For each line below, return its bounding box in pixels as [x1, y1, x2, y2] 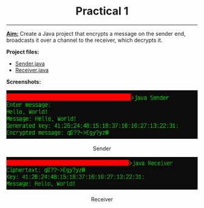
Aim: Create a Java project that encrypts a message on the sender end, [6, 30, 186, 37]
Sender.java [15, 59, 46, 67]
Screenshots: [6, 78, 41, 86]
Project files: [6, 48, 39, 55]
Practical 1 [75, 4, 129, 18]
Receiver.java [15, 66, 49, 73]
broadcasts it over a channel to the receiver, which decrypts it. [6, 36, 163, 44]
